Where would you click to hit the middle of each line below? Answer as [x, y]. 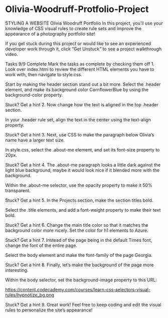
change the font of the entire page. [41, 245]
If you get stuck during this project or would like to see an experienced [78, 43]
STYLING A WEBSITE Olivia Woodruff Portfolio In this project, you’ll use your [84, 23]
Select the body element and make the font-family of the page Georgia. [79, 255]
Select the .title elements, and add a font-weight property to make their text [83, 210]
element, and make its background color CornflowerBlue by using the [77, 89]
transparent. [18, 190]
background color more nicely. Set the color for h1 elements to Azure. [77, 230]
